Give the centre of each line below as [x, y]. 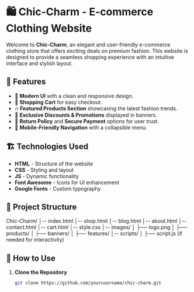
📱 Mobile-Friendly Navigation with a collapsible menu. [81, 127]
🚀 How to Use [31, 258]
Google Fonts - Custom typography [58, 188]
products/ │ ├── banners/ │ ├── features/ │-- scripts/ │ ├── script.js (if [94, 233]
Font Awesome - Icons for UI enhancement [67, 182]
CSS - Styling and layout [44, 170]
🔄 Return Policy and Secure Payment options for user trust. [87, 121]
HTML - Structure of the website [54, 164]
